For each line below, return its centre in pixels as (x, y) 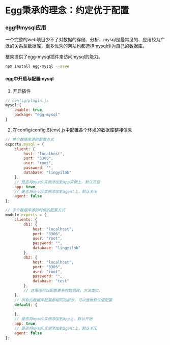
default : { (26, 305)
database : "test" (51, 281)
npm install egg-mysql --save (37, 67)
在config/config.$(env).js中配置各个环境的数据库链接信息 (72, 130)
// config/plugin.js (27, 100)
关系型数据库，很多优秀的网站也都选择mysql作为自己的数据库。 (81, 46)
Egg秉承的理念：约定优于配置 (67, 10)
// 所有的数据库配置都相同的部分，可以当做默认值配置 (63, 300)
